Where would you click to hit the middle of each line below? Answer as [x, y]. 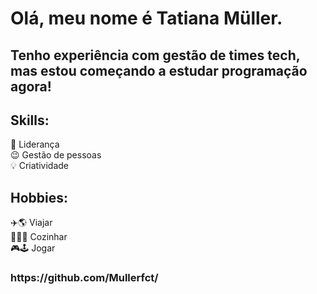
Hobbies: [39, 197]
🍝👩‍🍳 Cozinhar [39, 237]
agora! [31, 86]
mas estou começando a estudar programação [159, 70]
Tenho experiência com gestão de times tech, [155, 55]
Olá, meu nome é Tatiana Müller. [146, 18]
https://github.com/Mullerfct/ [84, 278]
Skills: [30, 120]
